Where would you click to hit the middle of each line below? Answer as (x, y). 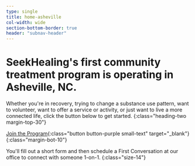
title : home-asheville (34, 17)
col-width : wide (26, 22)
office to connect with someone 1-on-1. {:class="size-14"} (76, 157)
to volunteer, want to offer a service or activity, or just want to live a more (94, 110)
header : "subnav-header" (36, 33)
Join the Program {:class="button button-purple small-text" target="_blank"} (98, 134)
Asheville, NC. (42, 87)
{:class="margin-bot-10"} (37, 140)
